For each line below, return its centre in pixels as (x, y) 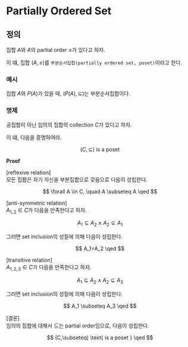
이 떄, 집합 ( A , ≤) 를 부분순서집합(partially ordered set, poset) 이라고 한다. (94, 63)
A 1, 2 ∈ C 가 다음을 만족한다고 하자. (47, 211)
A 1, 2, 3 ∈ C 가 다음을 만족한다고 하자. (49, 268)
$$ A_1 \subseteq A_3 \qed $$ (100, 306)
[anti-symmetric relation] (37, 203)
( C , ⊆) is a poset (100, 149)
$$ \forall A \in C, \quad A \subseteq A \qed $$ (100, 191)
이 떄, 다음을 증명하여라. (34, 137)
